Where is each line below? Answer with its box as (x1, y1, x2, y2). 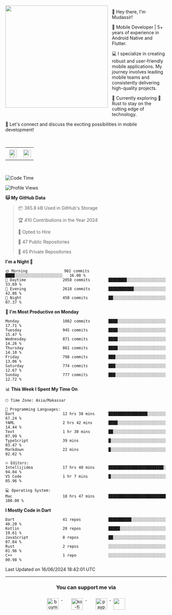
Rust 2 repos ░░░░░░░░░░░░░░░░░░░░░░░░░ (5, 544, 166, 549)
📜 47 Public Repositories (17, 239, 70, 245)
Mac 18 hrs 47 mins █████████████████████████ (5, 494, 166, 499)
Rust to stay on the (112, 101, 152, 106)
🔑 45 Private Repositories (17, 249, 72, 255)
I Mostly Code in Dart (5, 507, 51, 513)
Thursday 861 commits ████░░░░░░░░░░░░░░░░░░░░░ (5, 346, 166, 351)
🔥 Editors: (5, 461, 29, 466)
